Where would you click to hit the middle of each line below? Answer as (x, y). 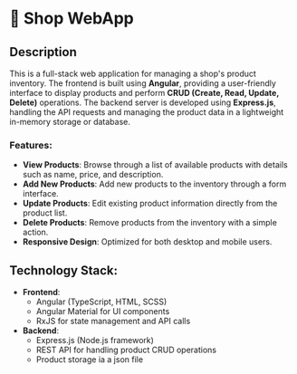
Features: (31, 145)
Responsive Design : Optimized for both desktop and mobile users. (147, 242)
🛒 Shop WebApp (72, 19)
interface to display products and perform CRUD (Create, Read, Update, (144, 93)
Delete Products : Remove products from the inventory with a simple (150, 223)
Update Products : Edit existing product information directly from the (150, 204)
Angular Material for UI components (103, 312)
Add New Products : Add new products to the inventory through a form (154, 184)
